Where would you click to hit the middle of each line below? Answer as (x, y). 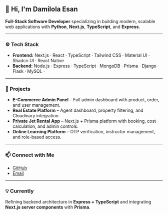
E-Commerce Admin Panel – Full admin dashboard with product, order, (86, 100)
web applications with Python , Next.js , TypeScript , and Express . (73, 27)
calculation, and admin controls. (45, 126)
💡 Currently (19, 191)
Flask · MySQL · (28, 71)
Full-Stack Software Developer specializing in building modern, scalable (80, 21)
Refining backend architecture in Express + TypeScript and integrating (78, 202)
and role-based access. (37, 137)
